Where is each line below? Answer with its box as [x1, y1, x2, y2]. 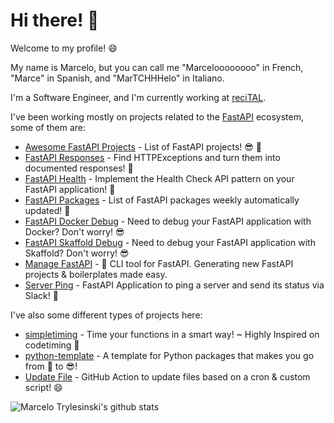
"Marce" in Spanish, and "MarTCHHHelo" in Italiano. [10, 72, 225, 84]
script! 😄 [24, 381, 63, 393]
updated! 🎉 [24, 204, 71, 216]
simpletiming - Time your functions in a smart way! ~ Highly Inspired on [24, 328, 320, 340]
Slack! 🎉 [24, 289, 59, 301]
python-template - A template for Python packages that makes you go [24, 349, 315, 361]
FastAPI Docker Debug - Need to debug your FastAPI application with [24, 215, 312, 227]
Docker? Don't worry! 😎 [24, 225, 125, 238]
